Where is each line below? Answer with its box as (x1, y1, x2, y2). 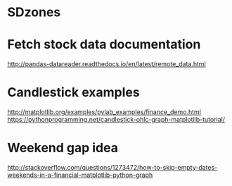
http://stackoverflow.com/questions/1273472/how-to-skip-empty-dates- (7, 163, 218, 171)
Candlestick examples (7, 85, 140, 101)
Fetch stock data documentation (7, 37, 201, 53)
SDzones (7, 4, 61, 20)
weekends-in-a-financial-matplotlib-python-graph (7, 170, 153, 179)
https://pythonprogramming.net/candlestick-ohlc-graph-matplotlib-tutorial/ (7, 116, 225, 124)
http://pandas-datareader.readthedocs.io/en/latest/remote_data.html (7, 60, 206, 68)
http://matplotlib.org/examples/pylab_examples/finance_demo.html (7, 108, 202, 116)
